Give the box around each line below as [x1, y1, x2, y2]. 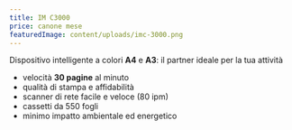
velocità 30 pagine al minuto [22, 72, 129, 83]
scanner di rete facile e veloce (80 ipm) [22, 91, 169, 102]
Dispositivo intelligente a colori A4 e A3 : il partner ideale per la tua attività [9, 55, 284, 66]
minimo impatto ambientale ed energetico [22, 110, 178, 122]
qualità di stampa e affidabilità [22, 82, 135, 93]
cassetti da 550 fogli [22, 101, 99, 112]
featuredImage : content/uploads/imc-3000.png [9, 30, 183, 39]
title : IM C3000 [9, 13, 70, 23]
